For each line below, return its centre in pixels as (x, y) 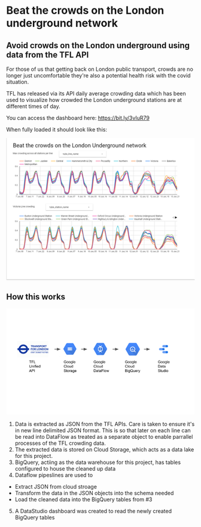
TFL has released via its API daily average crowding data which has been (96, 93)
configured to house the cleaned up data (65, 469)
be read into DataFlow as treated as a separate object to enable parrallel (104, 437)
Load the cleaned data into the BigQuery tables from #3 (83, 499)
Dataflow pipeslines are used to (54, 475)
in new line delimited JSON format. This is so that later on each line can (103, 430)
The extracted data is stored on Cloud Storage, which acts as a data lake (104, 450)
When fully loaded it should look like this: (57, 129)
